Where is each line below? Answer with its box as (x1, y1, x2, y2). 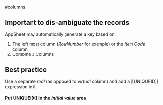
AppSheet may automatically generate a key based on (5, 31, 115, 37)
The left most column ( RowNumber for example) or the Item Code (12, 41, 146, 47)
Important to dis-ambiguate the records (5, 18, 130, 26)
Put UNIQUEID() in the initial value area (5, 95, 86, 101)
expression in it (5, 83, 36, 90)
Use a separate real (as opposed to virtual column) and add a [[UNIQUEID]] (5, 79, 159, 84)
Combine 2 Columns (12, 51, 54, 57)
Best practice (5, 66, 47, 74)
